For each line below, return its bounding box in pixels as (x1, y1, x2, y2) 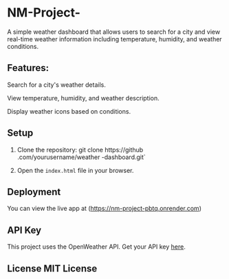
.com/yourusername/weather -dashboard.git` (17, 153, 146, 161)
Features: (7, 62, 50, 74)
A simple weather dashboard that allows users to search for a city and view (7, 28, 221, 36)
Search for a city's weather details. (7, 81, 107, 89)
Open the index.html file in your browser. (17, 166, 134, 174)
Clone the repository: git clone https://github (17, 145, 144, 154)
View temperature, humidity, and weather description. (7, 94, 160, 102)
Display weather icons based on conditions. (7, 107, 131, 115)
